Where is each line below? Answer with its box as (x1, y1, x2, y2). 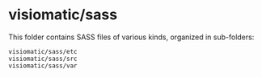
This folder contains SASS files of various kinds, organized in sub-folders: (8, 32, 255, 42)
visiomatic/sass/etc (8, 47, 78, 55)
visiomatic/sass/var (8, 62, 78, 70)
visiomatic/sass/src (8, 55, 78, 63)
